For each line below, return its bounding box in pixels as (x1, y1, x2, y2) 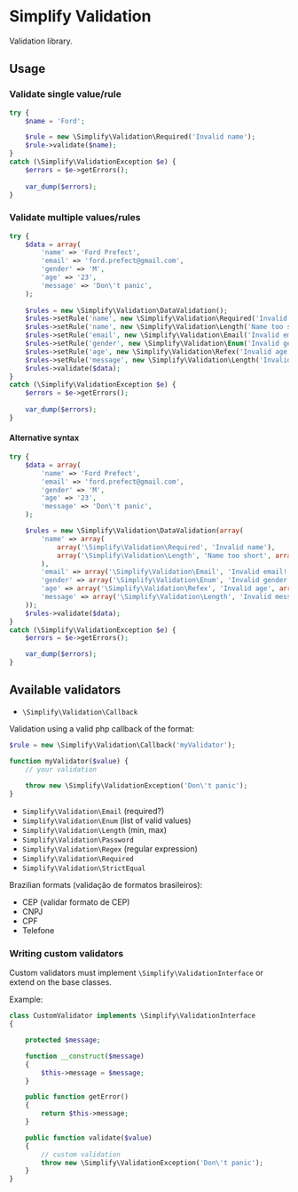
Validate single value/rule (9, 88, 122, 100)
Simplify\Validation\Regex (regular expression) (21, 844, 198, 854)
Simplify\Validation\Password (21, 836, 135, 845)
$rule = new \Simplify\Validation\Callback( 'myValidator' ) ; (9, 740, 237, 749)
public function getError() (25, 1092, 129, 1101)
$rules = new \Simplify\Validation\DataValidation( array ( (25, 526, 244, 535)
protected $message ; (25, 1036, 101, 1045)
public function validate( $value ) (25, 1133, 153, 1142)
